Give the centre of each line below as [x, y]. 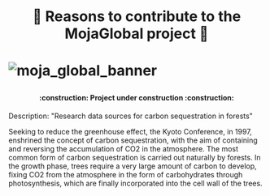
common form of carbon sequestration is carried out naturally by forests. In [135, 157]
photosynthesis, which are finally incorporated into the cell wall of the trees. [135, 183]
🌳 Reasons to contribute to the [137, 17]
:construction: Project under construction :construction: [137, 98]
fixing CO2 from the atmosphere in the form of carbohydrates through [126, 174]
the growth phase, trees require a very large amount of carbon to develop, [133, 166]
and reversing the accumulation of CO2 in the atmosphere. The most [123, 148]
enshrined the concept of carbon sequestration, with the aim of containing [133, 140]
